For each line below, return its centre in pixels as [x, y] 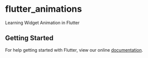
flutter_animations [44, 9]
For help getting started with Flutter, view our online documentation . [74, 50]
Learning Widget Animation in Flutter [42, 23]
